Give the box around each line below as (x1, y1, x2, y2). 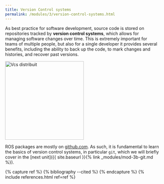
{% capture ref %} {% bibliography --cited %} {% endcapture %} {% (5, 169, 145, 175)
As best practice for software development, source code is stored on (5, 25, 144, 31)
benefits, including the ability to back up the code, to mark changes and (5, 46, 151, 52)
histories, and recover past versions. (5, 51, 79, 57)
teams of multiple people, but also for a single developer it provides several (5, 41, 158, 47)
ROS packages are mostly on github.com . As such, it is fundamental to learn (5, 143, 159, 150)
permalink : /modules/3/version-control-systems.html (5, 12, 115, 17)
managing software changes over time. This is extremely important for (5, 35, 147, 42)
